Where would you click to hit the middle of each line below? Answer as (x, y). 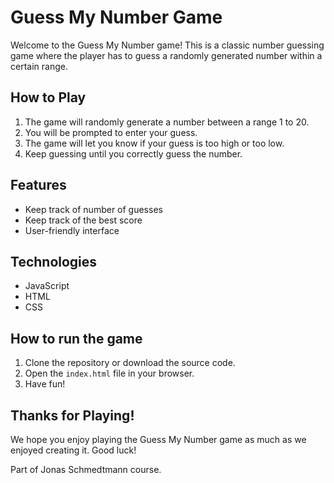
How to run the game (76, 338)
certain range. (39, 66)
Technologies (54, 261)
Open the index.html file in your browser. (109, 373)
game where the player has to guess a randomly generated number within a (166, 55)
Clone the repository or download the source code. (130, 363)
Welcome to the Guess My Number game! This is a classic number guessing (167, 45)
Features (38, 185)
